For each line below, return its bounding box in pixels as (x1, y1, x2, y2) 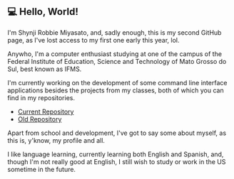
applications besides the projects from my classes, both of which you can (7, 86, 224, 94)
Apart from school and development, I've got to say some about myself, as (7, 129, 227, 137)
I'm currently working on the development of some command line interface (7, 78, 228, 87)
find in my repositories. (7, 93, 75, 102)
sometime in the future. (7, 165, 76, 173)
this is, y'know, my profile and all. (7, 136, 106, 144)
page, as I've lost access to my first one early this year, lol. (7, 36, 180, 44)
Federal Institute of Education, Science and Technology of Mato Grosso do (7, 57, 227, 65)
